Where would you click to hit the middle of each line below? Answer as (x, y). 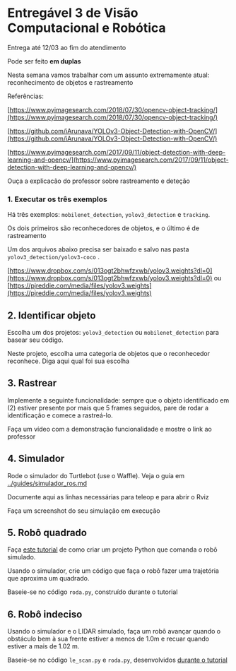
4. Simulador (36, 459)
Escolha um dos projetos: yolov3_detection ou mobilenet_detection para (113, 333)
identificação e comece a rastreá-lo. (60, 415)
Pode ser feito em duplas (44, 61)
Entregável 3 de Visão (73, 13)
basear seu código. (35, 340)
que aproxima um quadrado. (48, 578)
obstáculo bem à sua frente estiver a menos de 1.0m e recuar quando (108, 639)
